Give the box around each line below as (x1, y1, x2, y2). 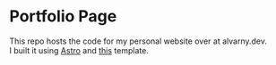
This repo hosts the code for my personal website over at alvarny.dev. (9, 36, 267, 46)
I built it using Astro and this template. (9, 45, 150, 55)
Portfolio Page (9, 6, 117, 27)
